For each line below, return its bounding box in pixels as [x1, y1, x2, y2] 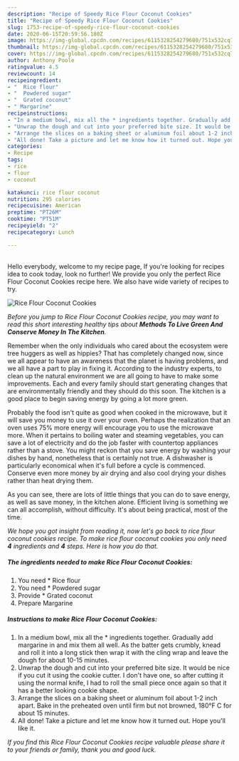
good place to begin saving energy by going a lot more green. [7, 394, 188, 403]
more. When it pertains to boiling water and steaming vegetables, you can [7, 430, 224, 439]
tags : [7, 156, 23, 164]
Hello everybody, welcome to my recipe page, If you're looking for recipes [7, 262, 225, 271]
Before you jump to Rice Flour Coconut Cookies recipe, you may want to [7, 312, 219, 321]
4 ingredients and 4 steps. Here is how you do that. [7, 542, 159, 550]
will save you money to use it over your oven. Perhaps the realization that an [7, 415, 231, 424]
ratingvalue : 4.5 [7, 63, 59, 71]
